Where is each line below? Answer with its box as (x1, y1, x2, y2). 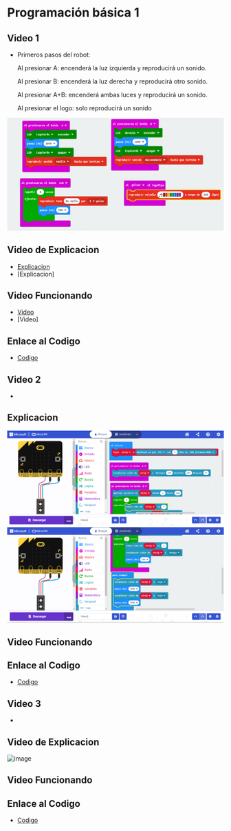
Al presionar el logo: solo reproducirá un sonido (16, 104, 153, 112)
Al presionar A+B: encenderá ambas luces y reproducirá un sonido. (16, 91, 208, 99)
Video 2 (7, 374, 41, 386)
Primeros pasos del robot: (16, 50, 91, 59)
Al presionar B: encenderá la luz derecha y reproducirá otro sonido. (16, 77, 208, 86)
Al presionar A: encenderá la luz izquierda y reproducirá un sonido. (16, 64, 207, 72)
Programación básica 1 (7, 5, 140, 21)
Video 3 (7, 698, 41, 710)
